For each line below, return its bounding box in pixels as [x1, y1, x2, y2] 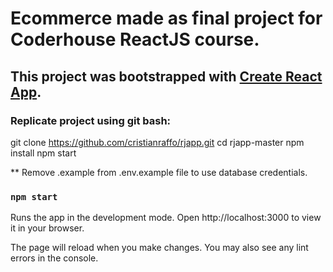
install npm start [10, 147, 77, 159]
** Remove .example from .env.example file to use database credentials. [10, 166, 308, 178]
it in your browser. [10, 222, 85, 234]
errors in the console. [10, 252, 99, 264]
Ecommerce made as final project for [10, 7, 323, 30]
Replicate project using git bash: [10, 113, 172, 127]
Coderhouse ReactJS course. [10, 28, 260, 51]
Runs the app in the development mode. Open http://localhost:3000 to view [10, 212, 322, 224]
